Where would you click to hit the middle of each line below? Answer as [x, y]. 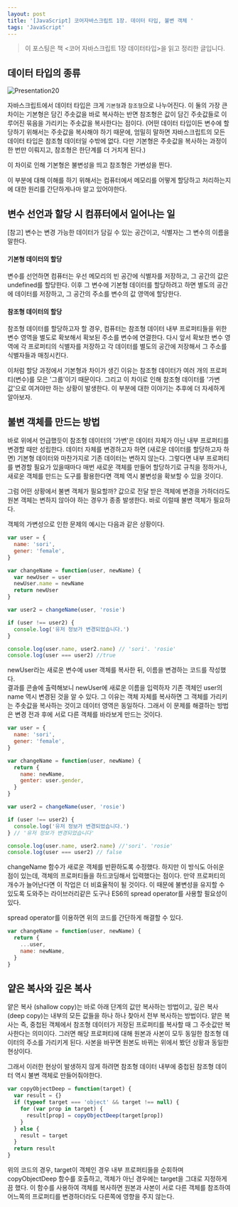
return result [34, 1149]
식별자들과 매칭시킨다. [38, 355]
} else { [27, 1129]
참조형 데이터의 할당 [35, 312]
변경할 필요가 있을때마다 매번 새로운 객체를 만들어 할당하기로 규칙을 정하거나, [121, 467]
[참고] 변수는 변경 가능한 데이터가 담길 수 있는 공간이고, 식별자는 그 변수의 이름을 [118, 232]
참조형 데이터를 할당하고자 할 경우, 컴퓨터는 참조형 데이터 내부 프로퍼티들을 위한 [117, 329]
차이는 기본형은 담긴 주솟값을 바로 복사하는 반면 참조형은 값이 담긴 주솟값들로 [114, 114]
